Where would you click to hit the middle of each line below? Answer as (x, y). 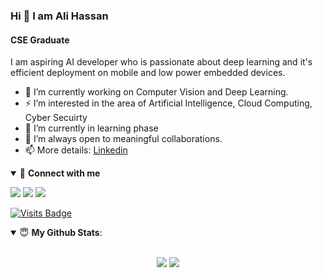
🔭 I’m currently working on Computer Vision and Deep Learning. (156, 92)
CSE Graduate (40, 40)
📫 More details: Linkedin (76, 150)
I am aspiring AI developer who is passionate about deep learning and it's (161, 62)
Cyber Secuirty (56, 118)
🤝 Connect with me (60, 173)
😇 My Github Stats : (61, 233)
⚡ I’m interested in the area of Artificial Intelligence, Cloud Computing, (168, 103)
